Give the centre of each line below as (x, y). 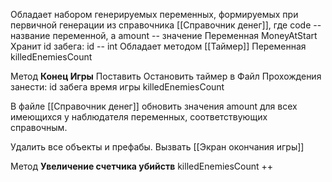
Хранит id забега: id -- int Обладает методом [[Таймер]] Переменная (158, 46)
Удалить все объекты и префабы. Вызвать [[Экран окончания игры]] (157, 147)
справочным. (39, 127)
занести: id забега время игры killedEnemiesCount (117, 87)
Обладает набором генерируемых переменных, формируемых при (154, 14)
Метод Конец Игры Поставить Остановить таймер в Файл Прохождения (166, 76)
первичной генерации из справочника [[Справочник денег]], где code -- (166, 25)
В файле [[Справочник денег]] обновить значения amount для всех (154, 106)
